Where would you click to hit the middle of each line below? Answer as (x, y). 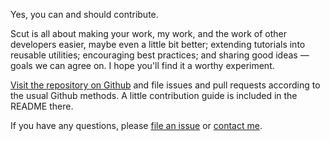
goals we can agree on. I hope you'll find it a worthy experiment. (142, 65)
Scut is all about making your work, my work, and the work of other (149, 33)
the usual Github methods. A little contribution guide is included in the (154, 95)
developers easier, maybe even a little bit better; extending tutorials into (158, 44)
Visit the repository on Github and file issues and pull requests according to (165, 85)
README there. (42, 106)
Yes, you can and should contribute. (84, 14)
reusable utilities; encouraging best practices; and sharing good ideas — (160, 55)
